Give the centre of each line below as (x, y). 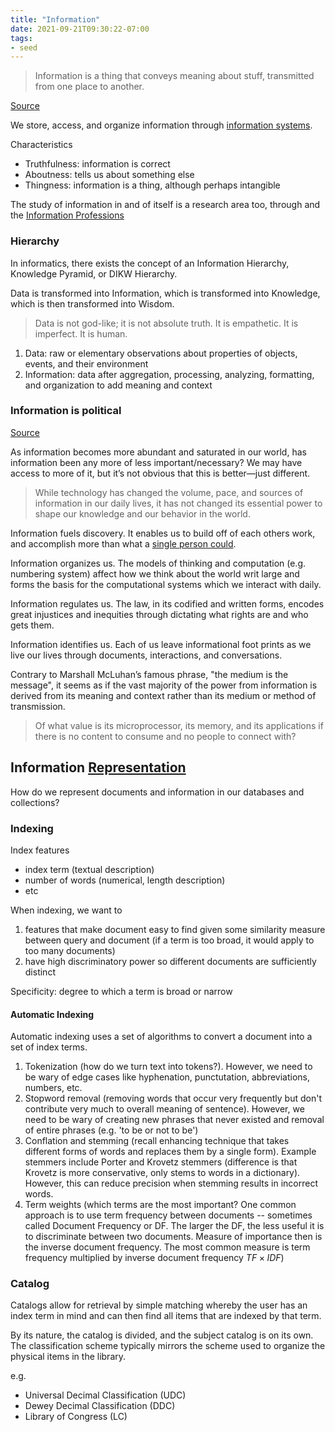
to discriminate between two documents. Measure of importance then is (173, 1237)
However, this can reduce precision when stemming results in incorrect (171, 1183)
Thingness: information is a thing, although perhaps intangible (152, 185)
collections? (35, 802)
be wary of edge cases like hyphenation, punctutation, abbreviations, (167, 1077)
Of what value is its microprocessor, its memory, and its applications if (179, 725)
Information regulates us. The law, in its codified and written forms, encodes (167, 603)
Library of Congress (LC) (76, 1417)
